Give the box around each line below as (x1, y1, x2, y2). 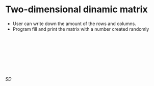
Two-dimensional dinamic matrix (5, 4, 148, 15)
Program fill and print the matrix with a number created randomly (12, 26, 149, 32)
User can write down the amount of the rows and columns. (12, 20, 136, 27)
